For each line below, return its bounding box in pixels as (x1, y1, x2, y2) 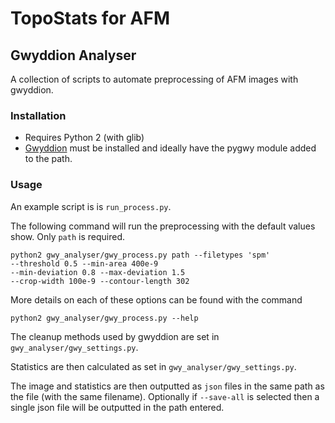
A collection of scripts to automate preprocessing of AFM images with (10, 73, 299, 85)
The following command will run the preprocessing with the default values (10, 220, 316, 232)
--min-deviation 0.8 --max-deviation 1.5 (10, 267, 186, 277)
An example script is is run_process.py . (10, 200, 172, 212)
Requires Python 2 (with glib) (24, 132, 145, 144)
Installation (10, 108, 67, 122)
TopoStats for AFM (10, 7, 171, 30)
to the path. (24, 153, 73, 165)
